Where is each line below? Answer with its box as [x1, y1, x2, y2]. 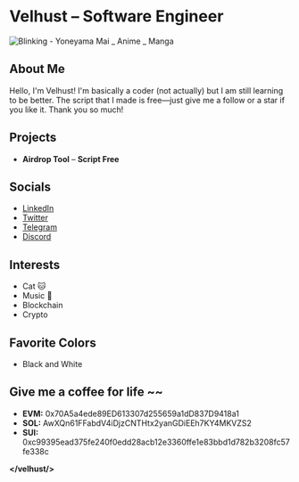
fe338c [21, 445, 49, 456]
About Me [9, 61, 65, 77]
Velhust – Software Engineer [9, 6, 224, 27]
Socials [9, 179, 52, 194]
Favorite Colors [9, 335, 96, 350]
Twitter [21, 212, 49, 224]
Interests [9, 257, 61, 273]
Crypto [21, 309, 48, 320]
